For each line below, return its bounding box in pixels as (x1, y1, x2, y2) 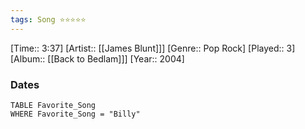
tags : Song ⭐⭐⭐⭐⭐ (10, 14, 87, 25)
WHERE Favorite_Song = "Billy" (10, 109, 141, 119)
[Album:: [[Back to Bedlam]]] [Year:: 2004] (10, 52, 185, 65)
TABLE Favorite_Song (10, 100, 97, 110)
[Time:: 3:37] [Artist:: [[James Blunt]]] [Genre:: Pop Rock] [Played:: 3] (10, 42, 296, 54)
